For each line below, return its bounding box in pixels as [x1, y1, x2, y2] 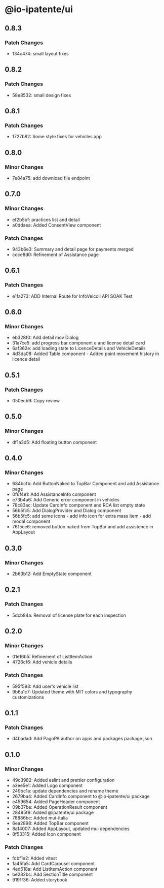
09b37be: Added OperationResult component [12, 804, 107, 810]
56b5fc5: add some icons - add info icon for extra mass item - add [12, 513, 151, 519]
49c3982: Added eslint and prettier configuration [12, 777, 115, 783]
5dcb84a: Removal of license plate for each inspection [12, 612, 126, 618]
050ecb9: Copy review [12, 397, 60, 403]
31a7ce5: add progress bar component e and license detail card [12, 340, 145, 346]
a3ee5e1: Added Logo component [12, 782, 83, 788]
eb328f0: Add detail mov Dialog [12, 334, 79, 341]
